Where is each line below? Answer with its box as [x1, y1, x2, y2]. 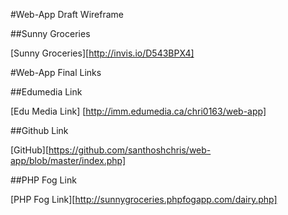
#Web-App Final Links [10, 67, 102, 78]
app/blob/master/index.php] [10, 155, 127, 166]
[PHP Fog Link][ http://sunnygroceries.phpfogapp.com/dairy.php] [10, 194, 278, 205]
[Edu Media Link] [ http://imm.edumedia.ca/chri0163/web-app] [10, 105, 267, 117]
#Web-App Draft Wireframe [10, 9, 124, 20]
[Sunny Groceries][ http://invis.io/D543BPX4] [10, 47, 195, 59]
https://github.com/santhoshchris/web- [48, 144, 212, 156]
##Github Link [10, 125, 69, 136]
